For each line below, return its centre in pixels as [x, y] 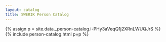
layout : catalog [22, 10]
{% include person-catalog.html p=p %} [47, 34]
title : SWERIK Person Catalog [37, 14]
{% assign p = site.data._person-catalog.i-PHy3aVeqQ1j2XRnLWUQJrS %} [83, 28]
